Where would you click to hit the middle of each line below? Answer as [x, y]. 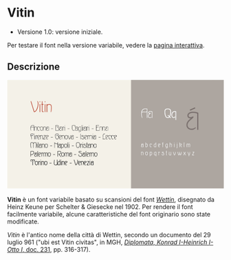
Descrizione [34, 67]
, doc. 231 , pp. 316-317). [56, 249]
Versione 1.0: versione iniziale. [60, 32]
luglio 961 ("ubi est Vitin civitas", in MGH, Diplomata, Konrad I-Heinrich [107, 242]
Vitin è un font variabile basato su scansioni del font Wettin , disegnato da [111, 199]
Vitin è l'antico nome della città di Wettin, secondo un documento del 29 [109, 234]
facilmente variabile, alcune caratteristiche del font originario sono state [109, 214]
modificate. [23, 221]
